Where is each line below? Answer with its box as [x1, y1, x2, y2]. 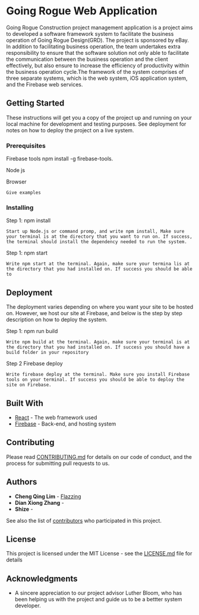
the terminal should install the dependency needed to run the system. [6, 239, 187, 245]
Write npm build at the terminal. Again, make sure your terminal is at [6, 339, 190, 345]
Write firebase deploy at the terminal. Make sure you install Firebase [6, 371, 190, 378]
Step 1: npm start [6, 249, 48, 257]
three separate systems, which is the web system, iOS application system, [6, 74, 188, 82]
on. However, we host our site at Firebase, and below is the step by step [6, 310, 182, 317]
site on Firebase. [6, 382, 52, 388]
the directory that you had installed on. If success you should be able [6, 266, 193, 272]
